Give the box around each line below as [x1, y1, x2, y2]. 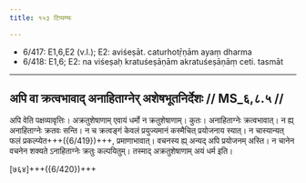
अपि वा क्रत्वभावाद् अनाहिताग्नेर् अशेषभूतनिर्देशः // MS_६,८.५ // [9, 91, 284, 107]
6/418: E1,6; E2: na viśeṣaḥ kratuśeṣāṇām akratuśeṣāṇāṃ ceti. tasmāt [22, 56, 284, 66]
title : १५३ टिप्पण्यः [9, 13, 72, 23]
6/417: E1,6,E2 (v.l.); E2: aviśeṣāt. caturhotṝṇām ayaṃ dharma [22, 46, 252, 57]
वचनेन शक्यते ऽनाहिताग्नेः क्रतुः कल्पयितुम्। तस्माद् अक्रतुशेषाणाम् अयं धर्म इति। [9, 146, 234, 157]
